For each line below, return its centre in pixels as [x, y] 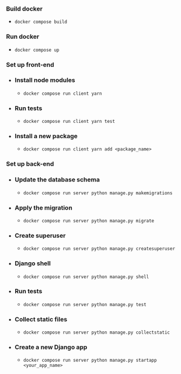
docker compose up [37, 50]
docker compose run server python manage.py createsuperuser [99, 249]
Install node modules [45, 80]
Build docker [24, 9]
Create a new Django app [51, 347]
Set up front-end [30, 64]
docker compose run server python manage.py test [85, 304]
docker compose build [41, 22]
